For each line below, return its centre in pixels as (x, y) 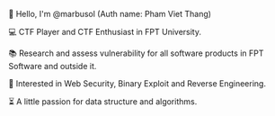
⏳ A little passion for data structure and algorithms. (103, 102)
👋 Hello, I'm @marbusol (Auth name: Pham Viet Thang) (110, 14)
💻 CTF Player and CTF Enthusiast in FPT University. (105, 32)
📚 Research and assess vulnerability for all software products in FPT (136, 53)
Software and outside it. (53, 66)
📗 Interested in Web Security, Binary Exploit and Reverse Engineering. (137, 84)
